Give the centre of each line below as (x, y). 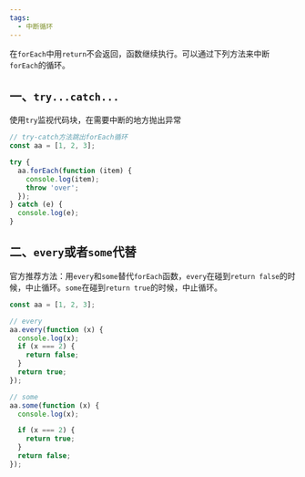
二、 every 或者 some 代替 (73, 252)
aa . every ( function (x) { (56, 329)
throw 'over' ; (52, 188)
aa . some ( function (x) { (55, 405)
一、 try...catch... (65, 96)
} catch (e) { (36, 205)
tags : (20, 18)
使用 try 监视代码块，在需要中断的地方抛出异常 (96, 120)
